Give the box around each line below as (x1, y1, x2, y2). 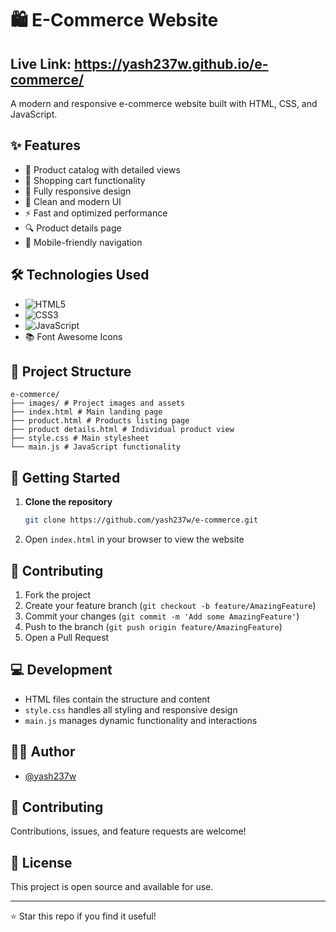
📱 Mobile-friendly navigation (24, 236, 143, 248)
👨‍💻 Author (10, 743, 76, 761)
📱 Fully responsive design (24, 185, 132, 197)
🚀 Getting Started (10, 469, 121, 486)
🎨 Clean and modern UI (24, 195, 122, 207)
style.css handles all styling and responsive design (24, 703, 238, 716)
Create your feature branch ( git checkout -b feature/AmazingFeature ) (24, 599, 317, 611)
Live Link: (10, 55, 72, 72)
